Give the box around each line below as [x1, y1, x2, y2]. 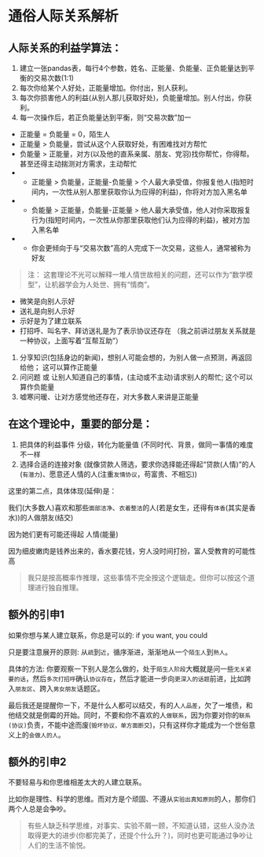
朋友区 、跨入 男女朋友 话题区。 [15, 684, 104, 693]
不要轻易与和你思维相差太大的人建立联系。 [8, 777, 146, 787]
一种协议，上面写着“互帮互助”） [19, 336, 123, 345]
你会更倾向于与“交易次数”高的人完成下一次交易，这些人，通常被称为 [31, 244, 251, 252]
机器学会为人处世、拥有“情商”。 [50, 280, 155, 289]
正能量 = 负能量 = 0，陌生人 [19, 129, 110, 139]
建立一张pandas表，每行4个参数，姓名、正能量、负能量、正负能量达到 [19, 64, 248, 73]
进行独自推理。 [34, 583, 83, 592]
